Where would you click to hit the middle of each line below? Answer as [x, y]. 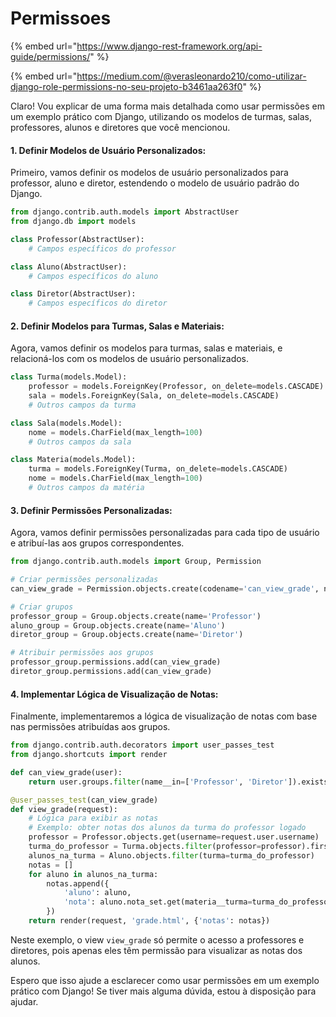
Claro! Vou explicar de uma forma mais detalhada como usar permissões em [167, 106]
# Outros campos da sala [80, 442]
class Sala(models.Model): [66, 423]
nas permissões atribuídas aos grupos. [90, 727]
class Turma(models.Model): [69, 377]
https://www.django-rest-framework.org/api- [169, 46]
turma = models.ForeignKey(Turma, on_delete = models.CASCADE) [158, 469]
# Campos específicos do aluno [93, 276]
